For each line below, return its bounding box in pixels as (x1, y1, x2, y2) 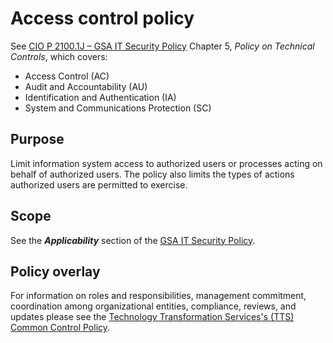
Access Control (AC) (24, 70, 110, 82)
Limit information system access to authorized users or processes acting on (10, 157, 323, 169)
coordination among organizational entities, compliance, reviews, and (10, 300, 297, 312)
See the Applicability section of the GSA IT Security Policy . (10, 234, 256, 246)
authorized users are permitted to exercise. (10, 178, 188, 191)
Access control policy (10, 7, 195, 30)
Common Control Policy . (10, 322, 111, 334)
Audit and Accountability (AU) (24, 80, 148, 92)
